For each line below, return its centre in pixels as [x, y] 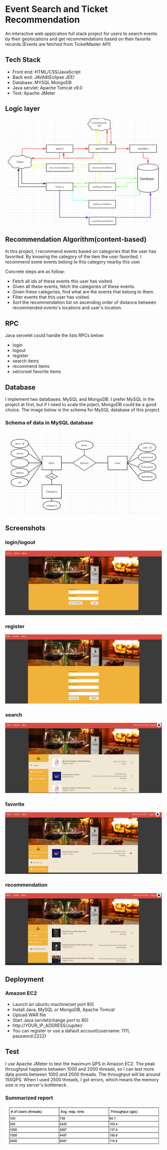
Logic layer [23, 109]
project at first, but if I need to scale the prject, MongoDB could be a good [81, 405]
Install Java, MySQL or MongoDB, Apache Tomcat [64, 1009]
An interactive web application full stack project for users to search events [81, 33]
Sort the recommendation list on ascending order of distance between [84, 302]
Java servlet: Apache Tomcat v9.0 [47, 88]
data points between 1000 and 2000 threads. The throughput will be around [83, 1074]
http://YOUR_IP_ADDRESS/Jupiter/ [47, 1025]
